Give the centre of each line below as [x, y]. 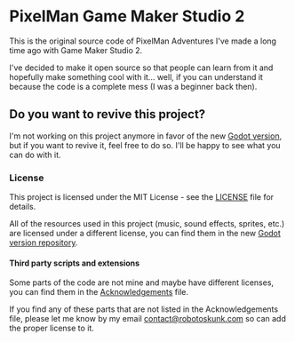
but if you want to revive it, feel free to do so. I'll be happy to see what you [145, 145]
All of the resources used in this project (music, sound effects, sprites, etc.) [147, 224]
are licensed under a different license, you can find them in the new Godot [145, 234]
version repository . [44, 243]
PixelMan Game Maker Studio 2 [127, 16]
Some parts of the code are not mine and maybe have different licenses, [141, 282]
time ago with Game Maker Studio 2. [76, 50]
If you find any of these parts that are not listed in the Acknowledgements [144, 309]
